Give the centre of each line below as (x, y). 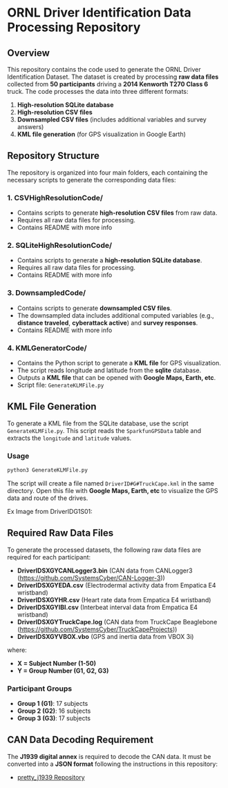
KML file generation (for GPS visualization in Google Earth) (102, 134)
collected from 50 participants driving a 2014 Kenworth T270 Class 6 (108, 84)
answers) (30, 127)
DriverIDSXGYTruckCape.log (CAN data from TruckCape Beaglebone (117, 622)
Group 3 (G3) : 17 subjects (54, 718)
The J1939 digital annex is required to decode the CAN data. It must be (109, 756)
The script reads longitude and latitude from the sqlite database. (109, 370)
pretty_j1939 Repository (51, 777)
